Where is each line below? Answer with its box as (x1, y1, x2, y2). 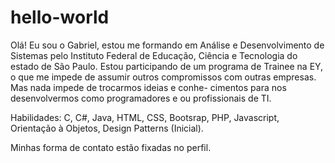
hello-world (10, 6, 110, 29)
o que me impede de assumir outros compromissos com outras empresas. (10, 71, 317, 83)
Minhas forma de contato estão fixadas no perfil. (10, 141, 212, 153)
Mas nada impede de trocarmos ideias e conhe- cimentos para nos (10, 81, 287, 93)
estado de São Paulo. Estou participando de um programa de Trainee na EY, (10, 60, 324, 72)
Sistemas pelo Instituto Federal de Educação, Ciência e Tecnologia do (10, 49, 298, 61)
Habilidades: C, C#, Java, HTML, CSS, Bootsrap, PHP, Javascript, (10, 111, 280, 123)
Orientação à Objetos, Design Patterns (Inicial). (10, 122, 204, 134)
